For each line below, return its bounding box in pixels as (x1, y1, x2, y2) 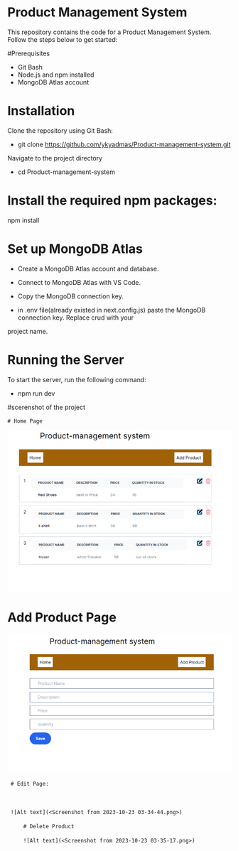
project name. (7, 327, 48, 335)
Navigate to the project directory (7, 153, 103, 162)
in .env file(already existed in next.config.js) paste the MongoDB (17, 305, 206, 314)
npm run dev (17, 389, 55, 398)
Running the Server (7, 352, 124, 368)
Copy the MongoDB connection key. (17, 292, 124, 300)
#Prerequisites (7, 49, 50, 58)
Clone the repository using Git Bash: (7, 126, 114, 135)
